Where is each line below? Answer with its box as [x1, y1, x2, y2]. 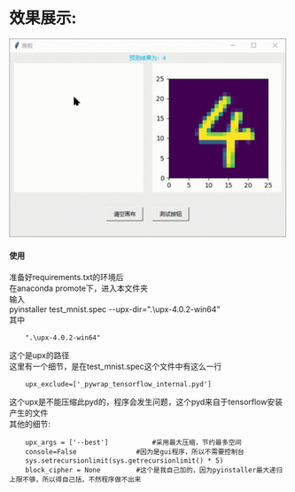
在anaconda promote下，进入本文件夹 [9, 283, 149, 293]
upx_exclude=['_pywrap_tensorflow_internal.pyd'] [25, 379, 213, 388]
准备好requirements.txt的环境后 [9, 271, 124, 282]
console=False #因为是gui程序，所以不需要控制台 [25, 447, 245, 457]
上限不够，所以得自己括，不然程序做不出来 [9, 475, 142, 484]
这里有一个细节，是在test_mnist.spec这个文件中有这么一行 [9, 361, 222, 371]
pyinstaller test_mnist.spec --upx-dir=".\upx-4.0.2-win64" [9, 303, 221, 315]
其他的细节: [9, 418, 51, 429]
